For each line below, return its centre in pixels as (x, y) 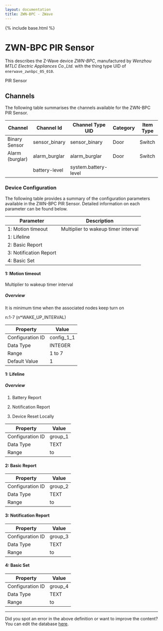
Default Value (23, 361)
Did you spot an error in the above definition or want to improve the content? (81, 618)
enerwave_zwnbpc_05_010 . (30, 71)
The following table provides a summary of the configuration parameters (78, 198)
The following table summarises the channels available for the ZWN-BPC (78, 108)
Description (100, 221)
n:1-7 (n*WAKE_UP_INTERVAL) (36, 317)
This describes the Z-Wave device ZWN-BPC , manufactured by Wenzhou (78, 61)
